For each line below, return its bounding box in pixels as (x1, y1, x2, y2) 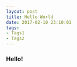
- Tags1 (6, 30, 25, 36)
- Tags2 (6, 36, 25, 41)
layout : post (6, 8, 38, 15)
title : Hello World (6, 14, 54, 20)
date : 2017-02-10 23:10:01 (6, 19, 72, 25)
